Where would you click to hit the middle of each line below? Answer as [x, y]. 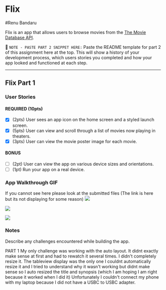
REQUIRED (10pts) [24, 109]
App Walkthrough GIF [31, 182]
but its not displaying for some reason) [44, 199]
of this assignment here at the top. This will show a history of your [72, 52]
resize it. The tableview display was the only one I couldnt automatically [78, 261]
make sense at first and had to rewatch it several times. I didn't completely [81, 256]
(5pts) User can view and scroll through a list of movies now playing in [84, 130]
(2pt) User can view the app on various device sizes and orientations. [83, 164]
